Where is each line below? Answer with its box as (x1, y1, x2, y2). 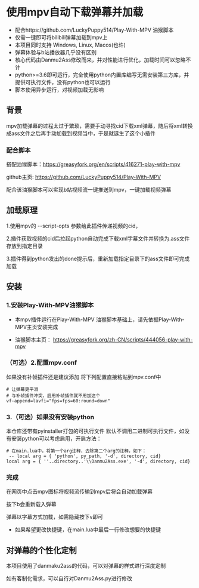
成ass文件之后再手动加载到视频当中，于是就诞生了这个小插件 (6, 130, 156, 137)
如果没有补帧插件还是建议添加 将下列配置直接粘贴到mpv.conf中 (6, 373, 161, 380)
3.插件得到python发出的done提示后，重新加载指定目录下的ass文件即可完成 (6, 255, 190, 262)
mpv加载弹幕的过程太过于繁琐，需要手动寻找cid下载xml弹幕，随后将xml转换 (6, 122, 193, 129)
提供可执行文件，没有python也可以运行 (14, 78, 111, 85)
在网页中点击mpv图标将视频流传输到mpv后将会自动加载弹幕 (6, 488, 153, 495)
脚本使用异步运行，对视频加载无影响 (14, 86, 104, 93)
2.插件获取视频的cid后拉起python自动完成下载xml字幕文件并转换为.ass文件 (6, 235, 190, 242)
